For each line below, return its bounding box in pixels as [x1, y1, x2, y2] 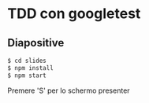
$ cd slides [7, 57, 47, 64]
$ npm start [7, 72, 47, 79]
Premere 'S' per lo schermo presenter [7, 86, 131, 95]
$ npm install [7, 64, 54, 72]
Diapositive [7, 36, 65, 50]
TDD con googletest [7, 5, 141, 23]
